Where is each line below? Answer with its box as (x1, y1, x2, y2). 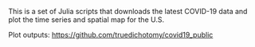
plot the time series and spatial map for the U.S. (8, 15, 165, 24)
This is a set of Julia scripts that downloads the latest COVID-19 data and (8, 7, 248, 16)
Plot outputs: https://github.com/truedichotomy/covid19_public (8, 31, 214, 39)
